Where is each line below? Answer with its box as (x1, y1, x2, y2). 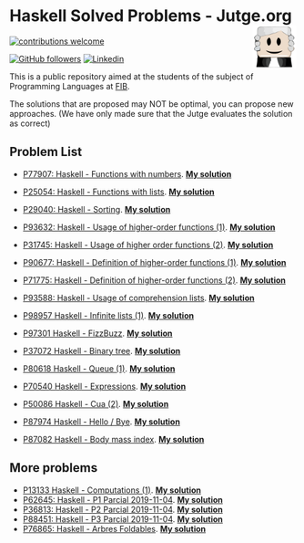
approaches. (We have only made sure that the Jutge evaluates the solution (9, 108, 293, 119)
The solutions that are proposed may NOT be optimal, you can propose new (9, 98, 294, 110)
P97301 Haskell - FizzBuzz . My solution (22, 328, 173, 339)
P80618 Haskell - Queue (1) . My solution (22, 362, 176, 374)
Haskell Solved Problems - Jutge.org (9, 5, 293, 26)
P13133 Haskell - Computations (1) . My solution (22, 485, 202, 496)
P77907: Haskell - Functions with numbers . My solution (22, 168, 232, 179)
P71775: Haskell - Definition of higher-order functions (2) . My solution (22, 275, 287, 286)
